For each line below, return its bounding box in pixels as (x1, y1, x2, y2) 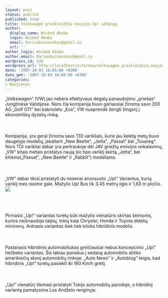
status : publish (5, 12, 39, 17)
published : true (5, 17, 39, 22)
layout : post (5, 7, 32, 13)
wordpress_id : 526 (5, 59, 43, 64)
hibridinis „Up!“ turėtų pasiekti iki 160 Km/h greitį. (5, 260, 106, 266)
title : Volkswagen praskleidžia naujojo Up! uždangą (5, 21, 117, 27)
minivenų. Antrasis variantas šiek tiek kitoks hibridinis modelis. (5, 223, 134, 229)
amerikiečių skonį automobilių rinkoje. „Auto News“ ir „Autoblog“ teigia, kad (5, 255, 160, 261)
